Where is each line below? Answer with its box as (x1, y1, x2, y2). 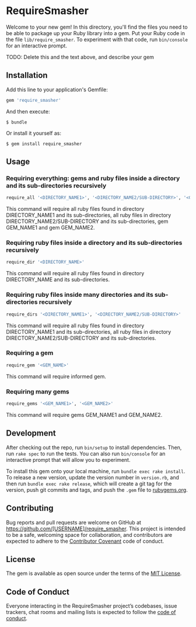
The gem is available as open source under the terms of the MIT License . (6, 570, 182, 577)
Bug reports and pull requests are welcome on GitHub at (6, 519, 142, 526)
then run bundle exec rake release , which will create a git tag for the (6, 480, 172, 487)
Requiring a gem (6, 349, 54, 357)
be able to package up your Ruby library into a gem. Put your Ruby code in (6, 29, 185, 36)
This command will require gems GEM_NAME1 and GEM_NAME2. (6, 411, 163, 418)
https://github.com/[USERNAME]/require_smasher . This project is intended (6, 525, 185, 532)
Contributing (6, 503, 54, 513)
